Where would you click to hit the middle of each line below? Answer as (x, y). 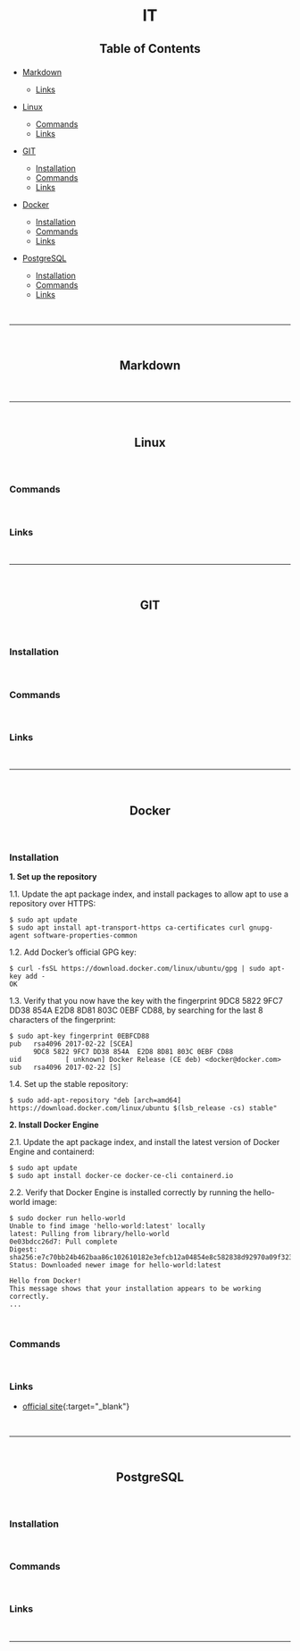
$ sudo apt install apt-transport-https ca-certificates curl (127, 927)
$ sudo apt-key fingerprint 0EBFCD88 (79, 1036)
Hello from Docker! (46, 1280)
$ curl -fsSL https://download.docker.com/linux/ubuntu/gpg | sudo (137, 968)
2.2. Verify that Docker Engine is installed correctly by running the (130, 1192)
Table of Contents (150, 49)
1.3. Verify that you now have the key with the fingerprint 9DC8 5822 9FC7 (146, 1000)
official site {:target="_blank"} (76, 1406)
